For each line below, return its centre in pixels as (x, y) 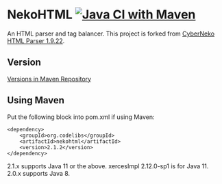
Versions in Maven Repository (49, 79)
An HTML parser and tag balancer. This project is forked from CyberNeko (111, 34)
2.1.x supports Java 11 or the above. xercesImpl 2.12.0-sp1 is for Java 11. (108, 166)
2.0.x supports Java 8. (39, 173)
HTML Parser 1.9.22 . (36, 40)
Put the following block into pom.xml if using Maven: (81, 117)
